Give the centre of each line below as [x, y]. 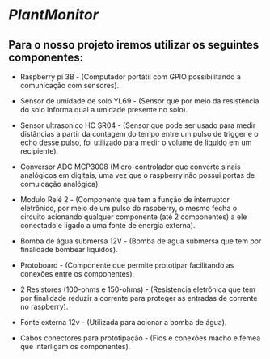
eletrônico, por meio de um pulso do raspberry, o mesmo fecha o [129, 208]
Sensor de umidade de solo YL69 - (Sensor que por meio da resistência [139, 101]
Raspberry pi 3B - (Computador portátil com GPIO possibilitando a [130, 77]
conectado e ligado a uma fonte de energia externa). [108, 225]
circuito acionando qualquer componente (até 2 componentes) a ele [133, 217]
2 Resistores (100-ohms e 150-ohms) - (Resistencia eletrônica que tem [138, 289]
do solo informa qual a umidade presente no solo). [104, 110]
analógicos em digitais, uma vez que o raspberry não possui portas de [137, 175]
